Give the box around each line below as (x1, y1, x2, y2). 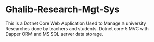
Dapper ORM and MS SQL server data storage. (5, 31, 103, 37)
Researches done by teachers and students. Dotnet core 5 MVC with (5, 25, 149, 31)
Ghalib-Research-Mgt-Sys (5, 4, 120, 15)
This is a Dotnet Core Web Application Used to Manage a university (5, 20, 146, 26)
